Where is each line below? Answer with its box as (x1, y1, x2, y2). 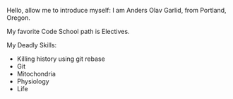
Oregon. (6, 13, 31, 22)
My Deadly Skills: (6, 41, 57, 49)
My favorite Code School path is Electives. (6, 28, 130, 35)
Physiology (16, 77, 50, 86)
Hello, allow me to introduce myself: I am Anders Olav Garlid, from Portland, (6, 6, 227, 14)
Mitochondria (16, 70, 56, 78)
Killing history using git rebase (16, 54, 105, 63)
